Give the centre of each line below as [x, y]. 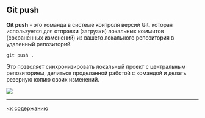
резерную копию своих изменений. [53, 79]
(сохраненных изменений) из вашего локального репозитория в [90, 37]
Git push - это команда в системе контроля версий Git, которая [89, 24]
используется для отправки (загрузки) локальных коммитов [85, 31]
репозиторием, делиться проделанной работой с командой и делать [96, 73]
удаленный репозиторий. [39, 44]
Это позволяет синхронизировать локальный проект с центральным [96, 66]
